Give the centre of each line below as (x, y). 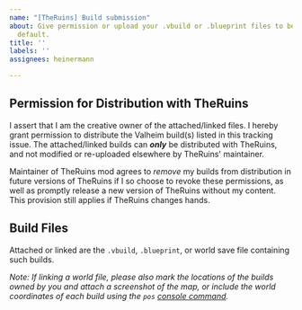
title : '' (28, 43)
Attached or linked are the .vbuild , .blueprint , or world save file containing (150, 250)
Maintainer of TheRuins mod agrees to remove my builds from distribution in (151, 171)
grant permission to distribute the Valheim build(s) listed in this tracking (142, 135)
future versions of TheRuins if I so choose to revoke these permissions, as (147, 181)
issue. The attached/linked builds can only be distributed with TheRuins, (143, 144)
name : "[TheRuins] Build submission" (80, 18)
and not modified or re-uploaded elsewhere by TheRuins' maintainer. (137, 154)
